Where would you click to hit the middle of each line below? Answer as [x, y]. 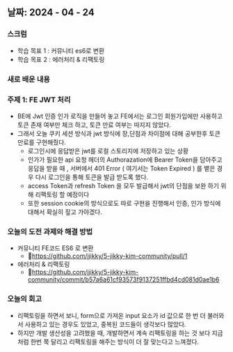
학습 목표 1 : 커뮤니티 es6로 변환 [61, 50]
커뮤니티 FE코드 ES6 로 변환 [55, 248]
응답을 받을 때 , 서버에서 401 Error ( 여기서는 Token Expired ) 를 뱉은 [121, 168]
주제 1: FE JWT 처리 [39, 100]
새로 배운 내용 [29, 79]
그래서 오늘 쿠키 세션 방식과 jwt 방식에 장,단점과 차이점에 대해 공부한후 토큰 [119, 133]
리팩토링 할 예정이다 [62, 194]
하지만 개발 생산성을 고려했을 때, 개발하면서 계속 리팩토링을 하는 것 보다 [114, 332]
